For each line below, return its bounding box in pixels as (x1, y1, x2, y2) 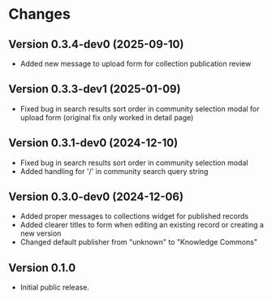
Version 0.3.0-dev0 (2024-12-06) (8, 190, 184, 204)
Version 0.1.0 (8, 261, 76, 275)
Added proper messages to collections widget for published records (19, 211, 249, 221)
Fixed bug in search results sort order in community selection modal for (19, 103, 260, 114)
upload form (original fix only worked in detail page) (19, 112, 194, 122)
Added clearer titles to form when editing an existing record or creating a (19, 220, 264, 230)
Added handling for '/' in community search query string (19, 166, 209, 176)
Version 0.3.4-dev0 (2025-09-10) (8, 37, 184, 51)
